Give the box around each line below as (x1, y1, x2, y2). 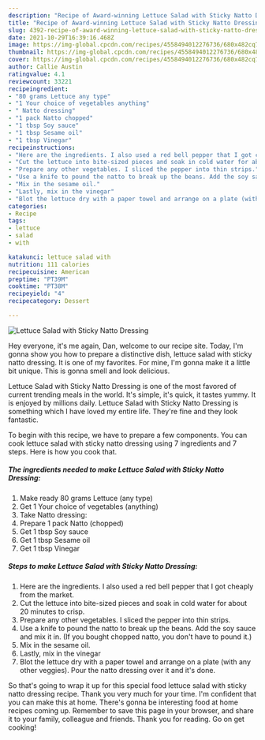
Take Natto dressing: (19, 510, 88, 519)
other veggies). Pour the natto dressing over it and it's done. (19, 665, 215, 675)
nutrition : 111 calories (8, 260, 90, 268)
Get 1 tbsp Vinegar (19, 544, 80, 553)
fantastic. (8, 415, 39, 424)
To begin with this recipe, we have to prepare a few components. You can (8, 430, 248, 439)
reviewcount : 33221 (8, 77, 73, 85)
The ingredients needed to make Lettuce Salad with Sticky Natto (8, 465, 225, 474)
